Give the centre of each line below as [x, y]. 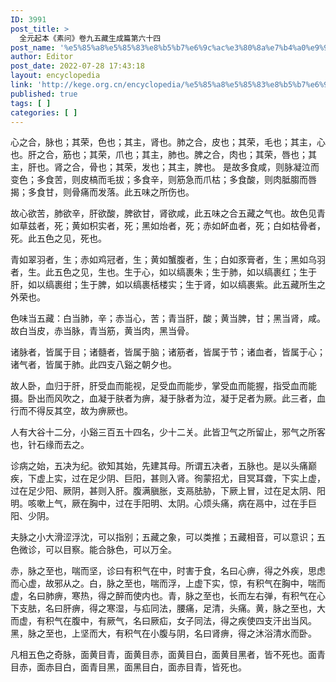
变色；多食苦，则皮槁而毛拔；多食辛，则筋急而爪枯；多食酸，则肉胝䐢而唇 [163, 180]
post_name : [33, 47]
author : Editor [42, 57]
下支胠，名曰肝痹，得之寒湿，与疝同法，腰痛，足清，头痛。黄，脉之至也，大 [168, 608]
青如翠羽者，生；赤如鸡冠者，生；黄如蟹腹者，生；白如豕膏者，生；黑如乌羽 [168, 260]
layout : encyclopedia [55, 76]
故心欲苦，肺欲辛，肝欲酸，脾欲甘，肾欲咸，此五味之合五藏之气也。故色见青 [168, 213]
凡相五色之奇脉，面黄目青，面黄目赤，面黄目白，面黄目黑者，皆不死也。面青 [168, 655]
